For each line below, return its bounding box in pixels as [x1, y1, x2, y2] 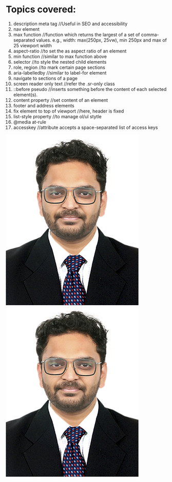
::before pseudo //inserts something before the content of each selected [13, 86, 167, 92]
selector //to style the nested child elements [13, 59, 107, 65]
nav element [13, 26, 40, 32]
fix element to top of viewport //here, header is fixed [13, 108, 124, 114]
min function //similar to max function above [13, 53, 107, 60]
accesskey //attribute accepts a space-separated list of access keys [13, 124, 158, 131]
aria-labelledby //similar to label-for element [13, 69, 107, 76]
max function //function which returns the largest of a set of [13, 31, 140, 38]
